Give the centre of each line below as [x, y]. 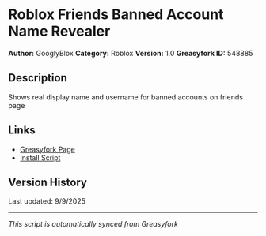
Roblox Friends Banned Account [116, 15]
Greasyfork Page [47, 149]
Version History [47, 182]
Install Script [40, 157]
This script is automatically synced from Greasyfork [93, 224]
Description [38, 78]
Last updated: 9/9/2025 [47, 201]
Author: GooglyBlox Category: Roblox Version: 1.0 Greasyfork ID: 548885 [131, 53]
